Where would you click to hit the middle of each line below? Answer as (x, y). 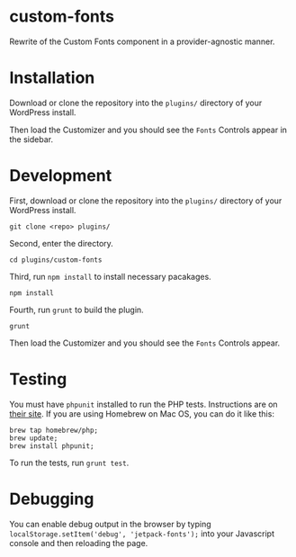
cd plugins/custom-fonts (56, 260)
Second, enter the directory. (62, 243)
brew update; (34, 438)
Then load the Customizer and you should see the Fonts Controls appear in (148, 130)
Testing (38, 379)
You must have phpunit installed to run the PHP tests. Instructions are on (144, 404)
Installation (52, 78)
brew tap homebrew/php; (54, 430)
